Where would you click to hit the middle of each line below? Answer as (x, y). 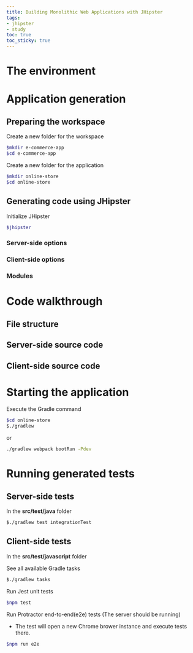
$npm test (19, 603)
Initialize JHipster (28, 216)
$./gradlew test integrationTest (49, 523)
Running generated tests (70, 474)
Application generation (66, 99)
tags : (13, 18)
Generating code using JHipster (69, 201)
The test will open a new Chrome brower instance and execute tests (101, 626)
